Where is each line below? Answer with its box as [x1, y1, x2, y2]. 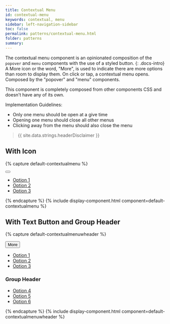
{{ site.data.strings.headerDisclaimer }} [17, 132, 100, 138]
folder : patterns [5, 36, 42, 41]
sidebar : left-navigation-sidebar [5, 21, 79, 27]
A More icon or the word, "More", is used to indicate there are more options [5, 65, 163, 71]
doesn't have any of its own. [5, 91, 64, 97]
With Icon [5, 147, 37, 156]
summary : [5, 41, 24, 46]
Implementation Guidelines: [5, 102, 62, 108]
